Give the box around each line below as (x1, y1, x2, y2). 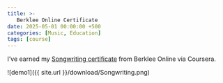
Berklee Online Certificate (16, 17, 98, 24)
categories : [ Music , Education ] (7, 29, 101, 37)
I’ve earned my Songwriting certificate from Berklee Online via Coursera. (7, 55, 216, 63)
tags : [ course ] (7, 36, 52, 43)
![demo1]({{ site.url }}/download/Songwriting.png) (7, 68, 150, 77)
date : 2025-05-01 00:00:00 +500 (7, 23, 101, 30)
